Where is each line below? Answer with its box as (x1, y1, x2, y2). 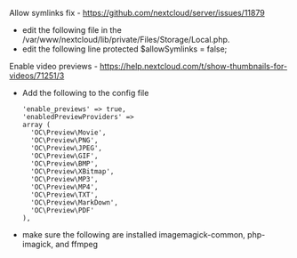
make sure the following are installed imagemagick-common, (21, 230, 246, 239)
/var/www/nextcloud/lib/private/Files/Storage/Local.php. (21, 35, 230, 44)
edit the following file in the (21, 25, 122, 35)
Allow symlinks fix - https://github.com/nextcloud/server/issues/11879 (9, 8, 265, 18)
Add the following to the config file (21, 88, 149, 98)
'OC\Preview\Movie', (30, 128, 107, 137)
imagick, (21, 239, 54, 249)
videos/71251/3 (9, 70, 65, 81)
